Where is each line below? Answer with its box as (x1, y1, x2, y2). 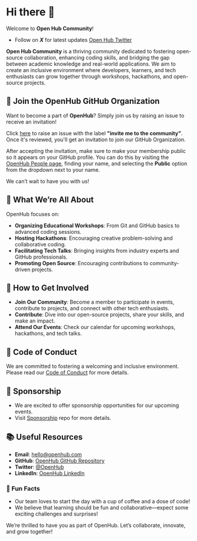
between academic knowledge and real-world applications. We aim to (6, 60, 176, 67)
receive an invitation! (6, 118, 57, 125)
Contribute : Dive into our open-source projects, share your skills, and (14, 311, 185, 318)
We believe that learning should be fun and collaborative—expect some (14, 504, 189, 511)
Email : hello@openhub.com (14, 451, 83, 458)
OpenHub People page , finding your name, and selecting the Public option (6, 159, 188, 167)
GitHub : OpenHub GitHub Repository (14, 457, 105, 464)
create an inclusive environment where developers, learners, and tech (6, 66, 176, 73)
